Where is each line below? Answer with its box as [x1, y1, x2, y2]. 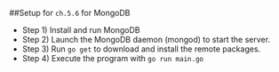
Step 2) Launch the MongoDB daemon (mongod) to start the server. [21, 35, 271, 44]
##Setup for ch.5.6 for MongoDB [9, 8, 131, 18]
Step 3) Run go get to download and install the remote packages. [21, 44, 261, 54]
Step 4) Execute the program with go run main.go [21, 53, 204, 63]
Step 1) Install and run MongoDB [21, 25, 140, 35]
